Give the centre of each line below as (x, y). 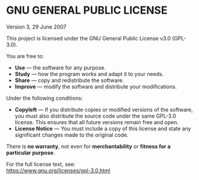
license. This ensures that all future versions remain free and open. (97, 122)
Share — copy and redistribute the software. (69, 80)
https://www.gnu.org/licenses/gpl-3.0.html (59, 170)
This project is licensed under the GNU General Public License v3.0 (89, 38)
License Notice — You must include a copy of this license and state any (103, 128)
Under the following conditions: (45, 98)
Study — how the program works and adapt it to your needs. (89, 74)
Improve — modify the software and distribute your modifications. (96, 86)
